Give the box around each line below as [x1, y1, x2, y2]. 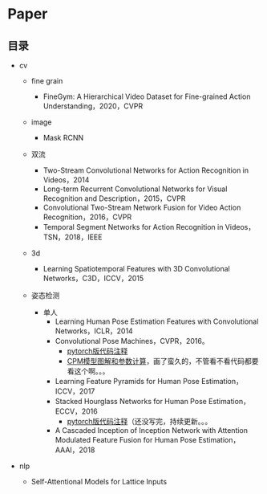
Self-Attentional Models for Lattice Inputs [30, 477, 168, 486]
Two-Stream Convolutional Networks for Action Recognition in [42, 165, 249, 175]
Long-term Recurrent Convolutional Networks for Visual [42, 184, 228, 194]
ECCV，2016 [55, 406, 98, 416]
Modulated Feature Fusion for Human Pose [55, 435, 197, 444]
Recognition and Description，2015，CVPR [42, 194, 186, 203]
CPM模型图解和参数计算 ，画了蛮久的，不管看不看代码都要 [67, 357, 259, 365]
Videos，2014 [42, 175, 90, 185]
